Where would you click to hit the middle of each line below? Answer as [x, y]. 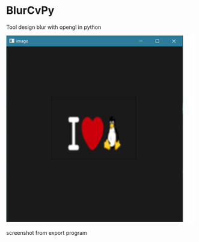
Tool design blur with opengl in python [54, 27]
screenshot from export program [47, 232]
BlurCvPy [30, 11]
